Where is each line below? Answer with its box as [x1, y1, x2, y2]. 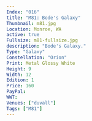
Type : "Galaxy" [6, 49, 45, 55]
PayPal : [6, 89, 26, 95]
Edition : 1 [6, 77, 34, 83]
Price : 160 [6, 83, 34, 89]
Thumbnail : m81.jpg [6, 20, 56, 26]
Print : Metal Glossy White [6, 60, 75, 66]
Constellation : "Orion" [6, 54, 67, 61]
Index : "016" [6, 9, 40, 15]
